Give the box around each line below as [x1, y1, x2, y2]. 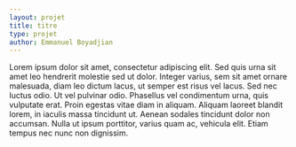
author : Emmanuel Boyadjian [9, 37, 114, 47]
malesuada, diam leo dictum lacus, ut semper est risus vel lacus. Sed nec [9, 81, 277, 91]
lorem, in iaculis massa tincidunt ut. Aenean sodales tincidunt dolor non [9, 109, 270, 120]
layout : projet [9, 12, 66, 22]
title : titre [9, 21, 58, 30]
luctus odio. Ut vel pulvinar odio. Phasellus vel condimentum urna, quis [9, 90, 269, 101]
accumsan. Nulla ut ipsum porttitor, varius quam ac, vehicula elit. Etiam [9, 119, 268, 129]
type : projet [9, 29, 58, 38]
